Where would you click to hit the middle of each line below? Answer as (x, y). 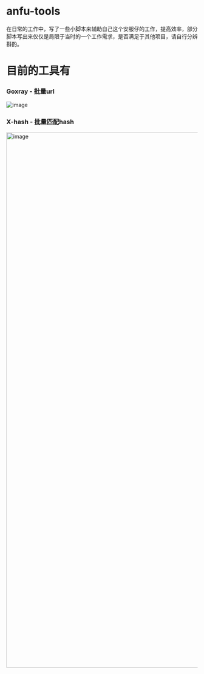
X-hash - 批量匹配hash (40, 122)
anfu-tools (33, 11)
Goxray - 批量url (30, 91)
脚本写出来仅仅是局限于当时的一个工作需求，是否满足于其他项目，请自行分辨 (102, 36)
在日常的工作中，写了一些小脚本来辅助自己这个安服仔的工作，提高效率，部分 (102, 29)
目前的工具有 (39, 71)
